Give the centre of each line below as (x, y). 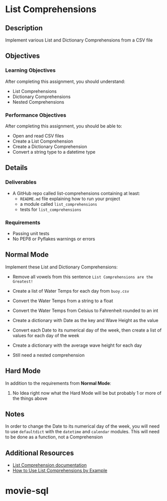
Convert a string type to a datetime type (54, 152)
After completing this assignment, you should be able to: (64, 126)
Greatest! (23, 282)
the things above (30, 398)
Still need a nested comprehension (48, 355)
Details (16, 168)
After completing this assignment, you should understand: (65, 81)
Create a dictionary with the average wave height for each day (77, 345)
